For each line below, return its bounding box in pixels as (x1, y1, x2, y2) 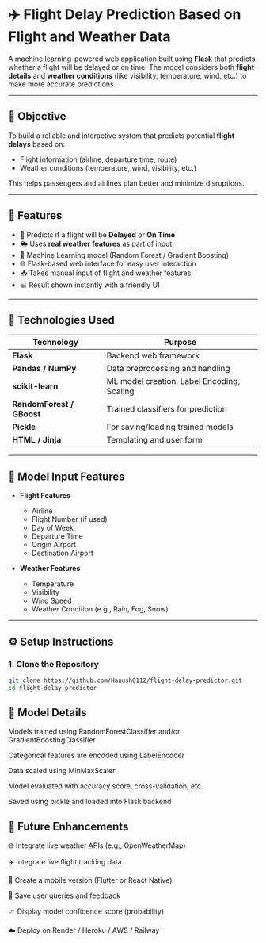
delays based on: (8, 139, 66, 148)
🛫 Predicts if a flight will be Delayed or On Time (19, 230, 176, 240)
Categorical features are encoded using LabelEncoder (8, 750, 185, 761)
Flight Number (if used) (31, 515, 108, 524)
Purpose (163, 337, 197, 348)
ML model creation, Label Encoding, (106, 376, 240, 387)
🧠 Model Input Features (8, 470, 125, 483)
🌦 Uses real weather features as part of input (19, 239, 173, 248)
